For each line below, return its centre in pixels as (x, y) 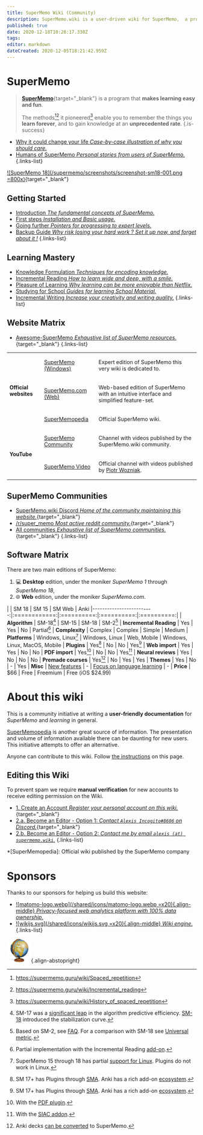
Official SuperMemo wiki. (130, 419)
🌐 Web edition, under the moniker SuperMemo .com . (81, 596)
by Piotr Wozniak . (120, 470)
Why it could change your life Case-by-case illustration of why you (99, 142)
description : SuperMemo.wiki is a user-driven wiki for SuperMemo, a (97, 19)
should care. (31, 149)
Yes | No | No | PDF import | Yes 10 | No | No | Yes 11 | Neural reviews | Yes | (100, 652)
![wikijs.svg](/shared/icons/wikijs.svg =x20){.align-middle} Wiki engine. (104, 924)
